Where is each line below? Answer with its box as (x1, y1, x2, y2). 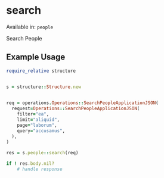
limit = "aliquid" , (17, 117, 60, 123)
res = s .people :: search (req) (6, 150, 79, 156)
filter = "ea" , (17, 111, 49, 117)
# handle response (17, 166, 63, 172)
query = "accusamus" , (17, 127, 66, 134)
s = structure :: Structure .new (6, 84, 82, 90)
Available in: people (6, 23, 54, 30)
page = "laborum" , (17, 122, 58, 128)
